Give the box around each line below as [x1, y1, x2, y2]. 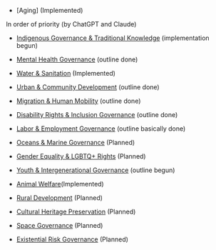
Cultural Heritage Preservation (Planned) [16, 207, 136, 216]
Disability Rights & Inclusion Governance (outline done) [16, 111, 178, 119]
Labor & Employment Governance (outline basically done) [16, 124, 186, 133]
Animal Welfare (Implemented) [16, 180, 104, 188]
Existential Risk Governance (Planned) [16, 235, 129, 244]
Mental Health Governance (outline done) [16, 55, 138, 64]
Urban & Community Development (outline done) [16, 83, 160, 91]
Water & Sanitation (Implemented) [16, 69, 116, 77]
